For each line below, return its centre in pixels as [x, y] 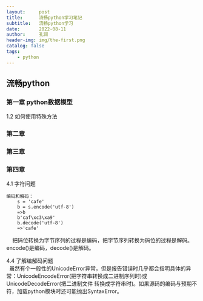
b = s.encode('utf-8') [46, 207]
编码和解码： [20, 196]
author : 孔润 [27, 35]
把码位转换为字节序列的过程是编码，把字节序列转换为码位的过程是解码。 [102, 240]
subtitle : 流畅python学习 [40, 23]
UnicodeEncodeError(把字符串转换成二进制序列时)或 [82, 276]
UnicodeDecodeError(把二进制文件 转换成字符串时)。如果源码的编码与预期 [99, 284]
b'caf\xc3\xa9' [36, 218]
